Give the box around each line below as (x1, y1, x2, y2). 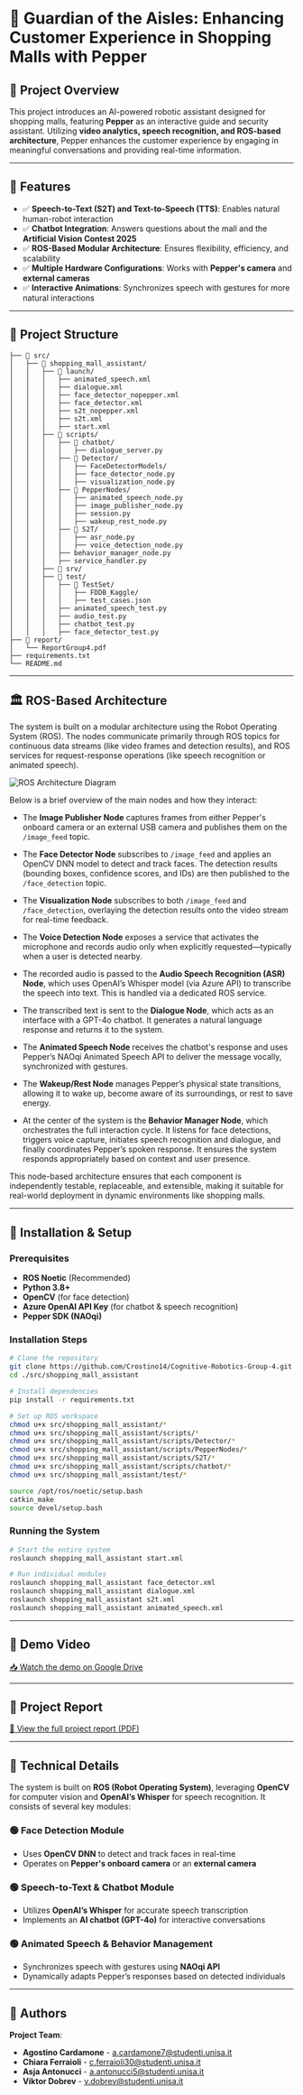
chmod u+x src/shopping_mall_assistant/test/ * (9, 1470, 188, 1479)
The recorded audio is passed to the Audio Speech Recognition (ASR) (22, 969, 286, 979)
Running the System (9, 1525, 101, 1537)
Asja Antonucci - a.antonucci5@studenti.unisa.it (22, 2066, 205, 2077)
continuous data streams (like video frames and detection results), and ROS (9, 740, 290, 752)
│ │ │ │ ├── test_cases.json (9, 596, 151, 605)
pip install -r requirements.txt (9, 1395, 135, 1404)
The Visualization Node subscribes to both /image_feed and (22, 895, 247, 906)
